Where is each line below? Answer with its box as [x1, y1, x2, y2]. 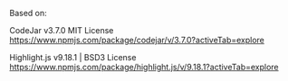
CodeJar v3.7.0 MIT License [9, 25, 114, 35]
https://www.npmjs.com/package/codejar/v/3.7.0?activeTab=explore [9, 35, 265, 45]
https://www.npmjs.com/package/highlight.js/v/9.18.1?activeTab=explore [9, 62, 279, 72]
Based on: [9, 8, 47, 18]
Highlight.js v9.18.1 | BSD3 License [9, 52, 137, 62]
